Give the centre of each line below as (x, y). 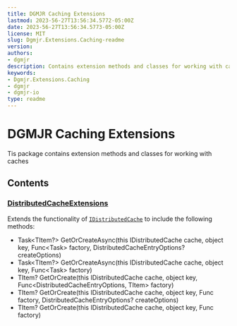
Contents (28, 183)
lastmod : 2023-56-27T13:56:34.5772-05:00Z (71, 20)
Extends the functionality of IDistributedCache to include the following (110, 219)
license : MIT (26, 34)
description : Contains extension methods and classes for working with (115, 66)
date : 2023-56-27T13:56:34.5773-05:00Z (66, 27)
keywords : (22, 73)
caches (18, 161)
